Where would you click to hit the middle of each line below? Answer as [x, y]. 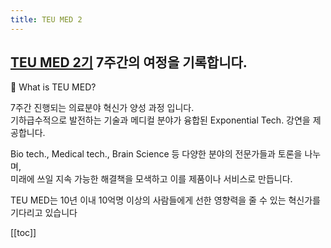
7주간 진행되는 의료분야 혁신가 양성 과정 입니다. [102, 108]
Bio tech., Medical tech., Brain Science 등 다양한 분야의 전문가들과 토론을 [156, 154]
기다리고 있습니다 [44, 213]
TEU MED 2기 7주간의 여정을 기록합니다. [129, 62]
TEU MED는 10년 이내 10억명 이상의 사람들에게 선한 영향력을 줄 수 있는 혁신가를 [165, 200]
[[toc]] [23, 233]
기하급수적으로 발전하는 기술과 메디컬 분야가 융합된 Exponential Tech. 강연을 [160, 120]
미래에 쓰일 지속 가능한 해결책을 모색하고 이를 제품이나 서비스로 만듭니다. [151, 179]
